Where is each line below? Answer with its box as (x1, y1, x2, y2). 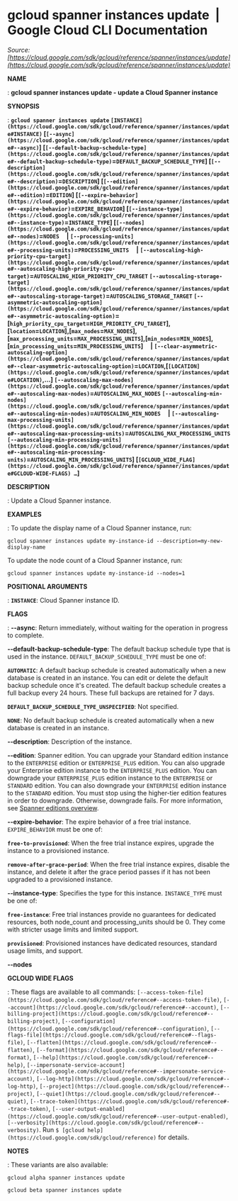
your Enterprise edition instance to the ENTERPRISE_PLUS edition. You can (7, 766, 217, 774)
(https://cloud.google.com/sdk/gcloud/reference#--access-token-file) (7, 996, 220, 1003)
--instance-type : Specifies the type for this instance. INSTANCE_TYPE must (7, 888, 222, 897)
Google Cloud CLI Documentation (7, 22, 208, 38)
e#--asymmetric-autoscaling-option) (7, 313, 115, 320)
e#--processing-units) (7, 247, 74, 254)
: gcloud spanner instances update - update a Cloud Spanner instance (7, 88, 218, 96)
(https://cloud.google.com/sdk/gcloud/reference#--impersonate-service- (7, 1068, 227, 1075)
